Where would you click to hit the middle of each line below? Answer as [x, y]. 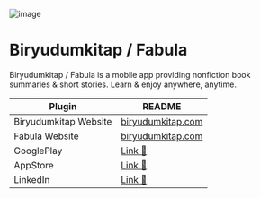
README [162, 106]
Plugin [63, 106]
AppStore [34, 165]
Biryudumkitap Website [63, 121]
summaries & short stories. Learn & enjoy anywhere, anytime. [123, 84]
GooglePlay [38, 151]
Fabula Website [46, 136]
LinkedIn [32, 179]
